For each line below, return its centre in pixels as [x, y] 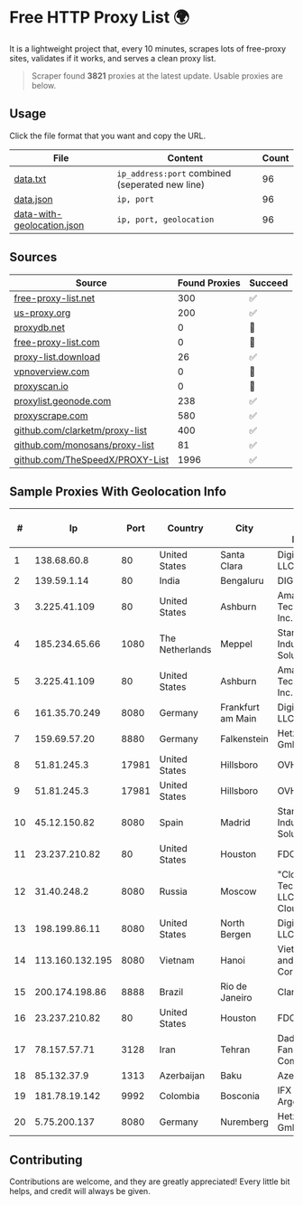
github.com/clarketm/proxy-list [80, 430]
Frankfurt [240, 708]
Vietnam [177, 961]
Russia [173, 891]
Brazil [171, 993]
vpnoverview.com [52, 372]
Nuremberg [244, 1122]
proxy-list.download [57, 356]
